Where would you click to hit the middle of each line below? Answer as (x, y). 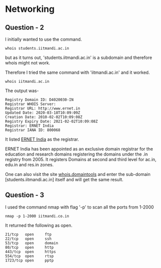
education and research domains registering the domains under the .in (77, 154)
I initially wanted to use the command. (44, 39)
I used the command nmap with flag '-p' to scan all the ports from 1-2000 (80, 207)
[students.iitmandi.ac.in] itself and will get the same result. (64, 180)
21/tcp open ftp (28, 234)
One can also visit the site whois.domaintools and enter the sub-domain (78, 174)
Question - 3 (25, 195)
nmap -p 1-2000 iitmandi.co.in (37, 216)
